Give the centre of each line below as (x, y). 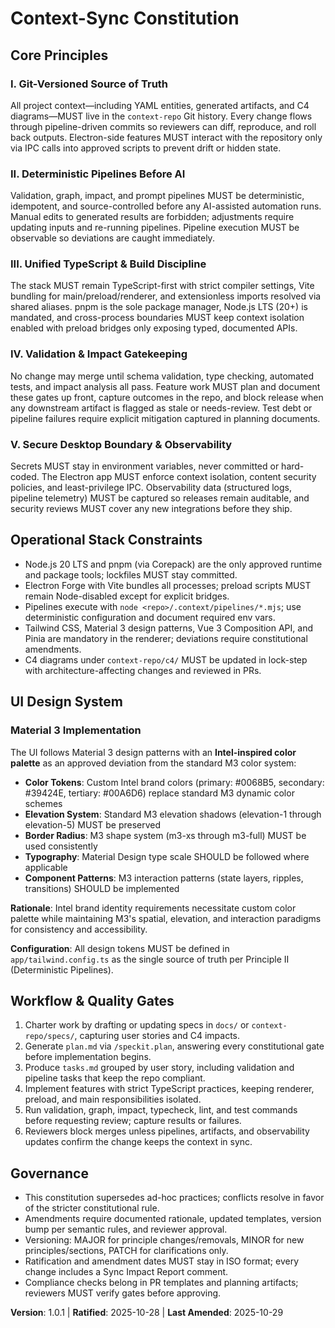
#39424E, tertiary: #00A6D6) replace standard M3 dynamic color (159, 793)
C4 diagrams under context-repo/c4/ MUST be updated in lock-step (166, 659)
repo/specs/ (49, 1037)
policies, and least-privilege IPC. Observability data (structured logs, (151, 488)
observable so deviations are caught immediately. (112, 238)
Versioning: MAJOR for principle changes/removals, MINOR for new (164, 1240)
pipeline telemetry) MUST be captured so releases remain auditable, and (160, 498)
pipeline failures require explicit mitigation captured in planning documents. (165, 418)
